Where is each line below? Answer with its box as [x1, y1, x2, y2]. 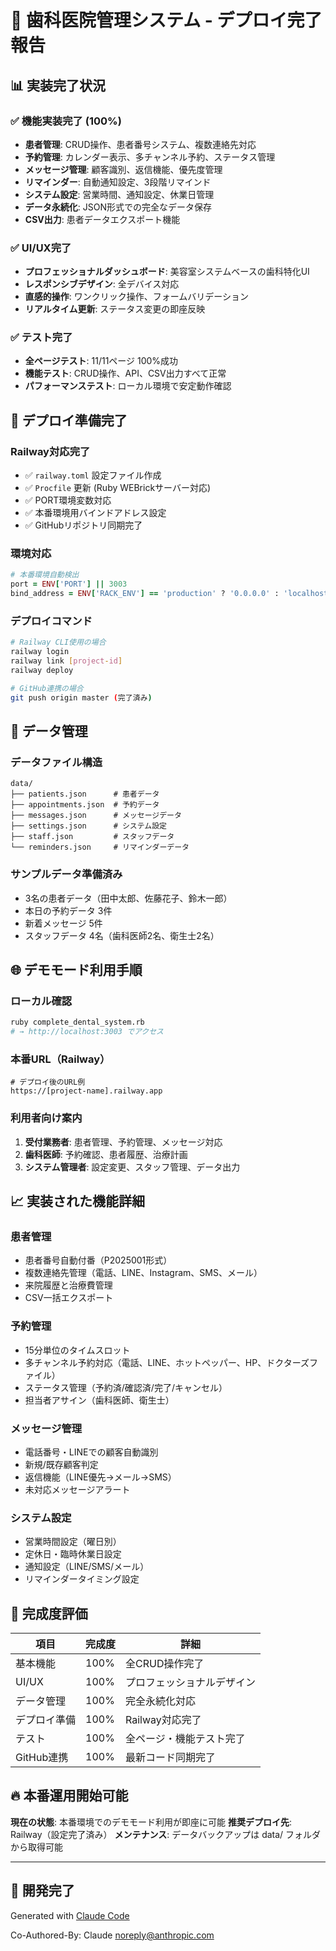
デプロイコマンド [10, 614, 93, 628]
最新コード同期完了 [125, 1751, 217, 1765]
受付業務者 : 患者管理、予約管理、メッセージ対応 [24, 1136, 223, 1148]
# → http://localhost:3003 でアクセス [10, 1027, 164, 1037]
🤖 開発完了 [10, 1882, 75, 1900]
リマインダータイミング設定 [24, 1573, 140, 1585]
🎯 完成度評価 [10, 1605, 88, 1622]
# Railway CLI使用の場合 [10, 637, 107, 648]
